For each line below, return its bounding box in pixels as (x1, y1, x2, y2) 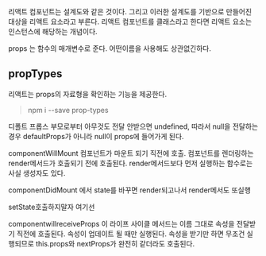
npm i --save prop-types (27, 105, 109, 114)
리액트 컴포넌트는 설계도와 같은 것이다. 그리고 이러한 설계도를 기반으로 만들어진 (8, 7, 253, 16)
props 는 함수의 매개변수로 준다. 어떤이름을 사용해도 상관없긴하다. (8, 44, 212, 53)
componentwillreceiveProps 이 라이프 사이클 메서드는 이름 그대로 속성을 (8, 219, 235, 228)
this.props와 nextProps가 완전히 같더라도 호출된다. (35, 239, 195, 248)
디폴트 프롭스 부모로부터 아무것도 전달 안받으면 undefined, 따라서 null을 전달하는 (8, 122, 259, 131)
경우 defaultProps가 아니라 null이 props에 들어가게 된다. (8, 131, 184, 141)
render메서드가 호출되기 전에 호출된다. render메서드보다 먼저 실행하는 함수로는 (8, 158, 253, 168)
